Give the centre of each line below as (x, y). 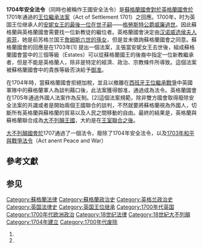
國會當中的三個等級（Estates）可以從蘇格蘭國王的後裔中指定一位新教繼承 (103, 55)
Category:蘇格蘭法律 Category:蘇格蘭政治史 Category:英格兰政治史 (90, 200)
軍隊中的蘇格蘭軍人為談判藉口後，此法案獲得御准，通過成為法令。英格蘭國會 (101, 90)
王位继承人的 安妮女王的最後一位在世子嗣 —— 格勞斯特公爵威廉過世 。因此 (101, 24)
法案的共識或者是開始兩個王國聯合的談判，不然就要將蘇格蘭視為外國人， (101, 105)
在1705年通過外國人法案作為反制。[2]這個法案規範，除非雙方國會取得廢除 (98, 98)
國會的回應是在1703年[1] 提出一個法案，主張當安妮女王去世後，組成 (100, 47)
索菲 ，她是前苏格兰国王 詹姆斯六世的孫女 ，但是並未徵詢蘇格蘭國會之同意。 (99, 39)
